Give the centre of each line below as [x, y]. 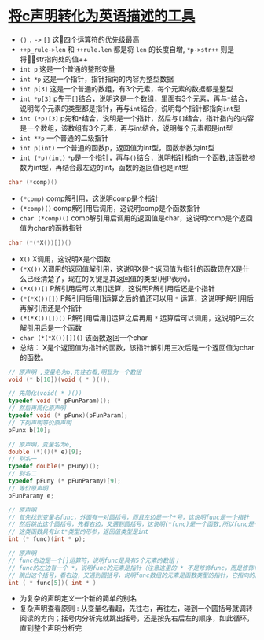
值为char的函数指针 [51, 228]
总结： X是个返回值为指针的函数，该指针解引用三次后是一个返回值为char [137, 347]
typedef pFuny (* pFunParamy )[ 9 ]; [65, 481]
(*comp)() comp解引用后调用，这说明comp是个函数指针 [110, 208]
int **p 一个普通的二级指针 [64, 138]
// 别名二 [22, 474]
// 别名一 [22, 459]
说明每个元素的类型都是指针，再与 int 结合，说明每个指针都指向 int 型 [130, 108]
